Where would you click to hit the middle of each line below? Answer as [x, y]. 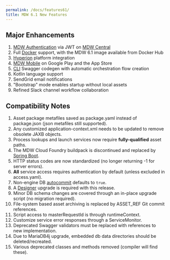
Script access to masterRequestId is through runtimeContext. [77, 215]
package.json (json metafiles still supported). [60, 124]
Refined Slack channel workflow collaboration [61, 90]
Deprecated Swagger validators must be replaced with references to [84, 226]
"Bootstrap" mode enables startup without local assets [70, 85]
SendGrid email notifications [42, 79]
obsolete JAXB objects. [37, 134]
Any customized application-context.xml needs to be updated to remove [88, 129]
